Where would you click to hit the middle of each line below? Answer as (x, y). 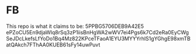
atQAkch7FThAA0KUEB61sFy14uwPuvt (53, 45)
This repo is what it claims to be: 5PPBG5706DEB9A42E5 (75, 26)
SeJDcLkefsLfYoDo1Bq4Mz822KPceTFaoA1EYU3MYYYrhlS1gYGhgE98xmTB (98, 38)
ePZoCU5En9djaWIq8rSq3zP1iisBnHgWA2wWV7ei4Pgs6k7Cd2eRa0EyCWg (97, 32)
